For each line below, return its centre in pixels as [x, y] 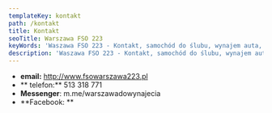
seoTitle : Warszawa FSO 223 [56, 38]
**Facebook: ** [47, 102]
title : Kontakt [34, 31]
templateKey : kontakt [45, 16]
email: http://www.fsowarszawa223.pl [84, 76]
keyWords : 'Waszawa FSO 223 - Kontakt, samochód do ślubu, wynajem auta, [136, 46]
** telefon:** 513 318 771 [61, 85]
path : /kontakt [34, 23]
